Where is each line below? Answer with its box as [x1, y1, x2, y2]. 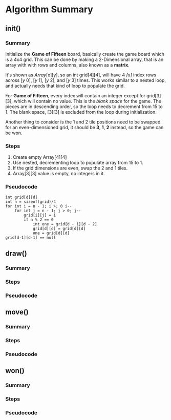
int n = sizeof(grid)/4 [5, 199, 56, 204]
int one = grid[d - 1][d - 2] [32, 222, 97, 227]
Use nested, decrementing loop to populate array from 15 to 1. [12, 160, 143, 166]
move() [5, 308, 29, 317]
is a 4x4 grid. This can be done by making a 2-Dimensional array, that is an [5, 56, 164, 62]
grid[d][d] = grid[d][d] [32, 226, 86, 232]
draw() [5, 249, 27, 258]
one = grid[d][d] [32, 230, 70, 236]
